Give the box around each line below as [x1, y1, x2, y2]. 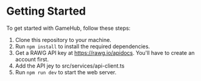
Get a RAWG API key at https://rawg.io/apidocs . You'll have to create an [15, 49, 195, 56]
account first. [15, 55, 49, 63]
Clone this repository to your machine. [15, 36, 111, 43]
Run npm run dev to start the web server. [15, 68, 117, 76]
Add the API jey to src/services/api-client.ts [15, 62, 125, 69]
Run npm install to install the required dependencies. [15, 43, 150, 50]
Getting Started [6, 4, 86, 18]
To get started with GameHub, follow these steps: [6, 24, 131, 32]
